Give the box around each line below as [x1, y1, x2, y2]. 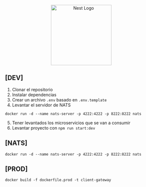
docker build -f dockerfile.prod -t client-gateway [5, 178, 111, 183]
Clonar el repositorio [12, 86, 53, 92]
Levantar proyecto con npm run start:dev [12, 125, 95, 130]
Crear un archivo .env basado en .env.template [12, 97, 107, 102]
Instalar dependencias [12, 92, 57, 98]
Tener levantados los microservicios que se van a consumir [12, 120, 131, 126]
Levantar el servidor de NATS [12, 102, 71, 108]
